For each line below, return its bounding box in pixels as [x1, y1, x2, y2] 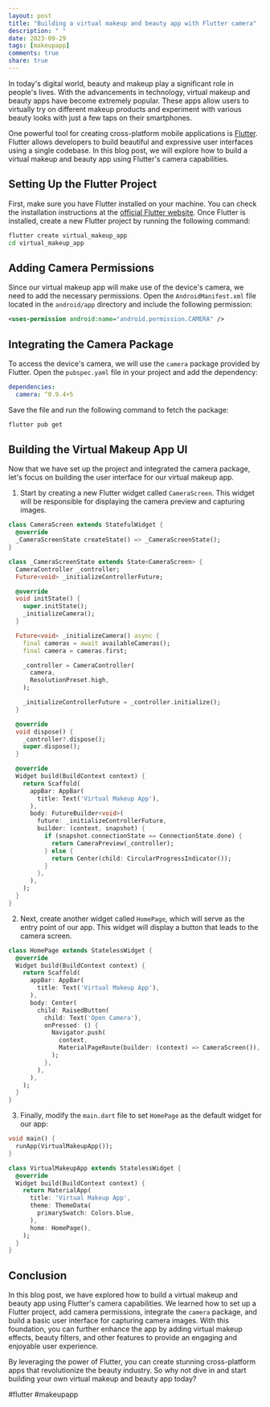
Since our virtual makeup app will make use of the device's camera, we [8, 282, 244, 292]
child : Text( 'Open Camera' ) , [43, 1014, 142, 1022]
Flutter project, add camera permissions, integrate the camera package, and [8, 1307, 257, 1317]
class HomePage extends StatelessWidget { [8, 946, 153, 954]
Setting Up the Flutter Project [8, 178, 157, 191]
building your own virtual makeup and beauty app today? [8, 1374, 197, 1384]
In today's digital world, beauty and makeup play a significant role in [8, 78, 235, 88]
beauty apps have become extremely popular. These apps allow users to [8, 96, 249, 105]
